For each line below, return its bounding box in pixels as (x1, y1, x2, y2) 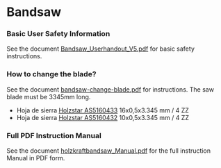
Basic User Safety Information (6, 29, 110, 39)
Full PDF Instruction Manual (6, 131, 101, 140)
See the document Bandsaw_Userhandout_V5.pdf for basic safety (6, 44, 195, 53)
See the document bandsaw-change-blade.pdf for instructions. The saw (6, 85, 215, 94)
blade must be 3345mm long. (6, 92, 91, 101)
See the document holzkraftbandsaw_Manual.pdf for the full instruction (6, 146, 211, 155)
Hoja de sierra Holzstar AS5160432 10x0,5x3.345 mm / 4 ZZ (16, 113, 189, 121)
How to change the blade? (6, 69, 97, 79)
